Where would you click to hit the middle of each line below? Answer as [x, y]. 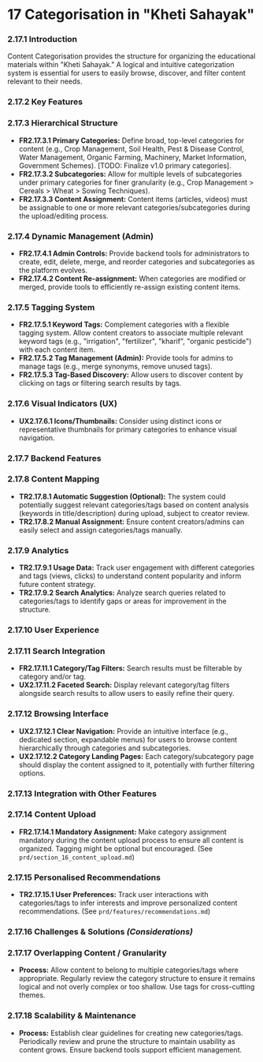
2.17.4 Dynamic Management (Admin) [81, 236]
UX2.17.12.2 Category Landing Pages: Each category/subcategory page [136, 756]
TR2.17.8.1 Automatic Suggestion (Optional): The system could [122, 496]
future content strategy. [57, 585]
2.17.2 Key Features [45, 102]
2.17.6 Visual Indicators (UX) [62, 404]
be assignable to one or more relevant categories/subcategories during [134, 208]
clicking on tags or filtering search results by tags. [100, 383]
